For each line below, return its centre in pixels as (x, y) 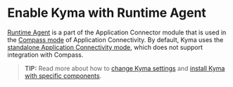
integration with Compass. (45, 55)
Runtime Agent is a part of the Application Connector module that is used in (117, 32)
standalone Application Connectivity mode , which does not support (105, 47)
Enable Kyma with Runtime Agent (107, 13)
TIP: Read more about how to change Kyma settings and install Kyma (125, 68)
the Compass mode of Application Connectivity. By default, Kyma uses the (115, 39)
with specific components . (63, 76)
